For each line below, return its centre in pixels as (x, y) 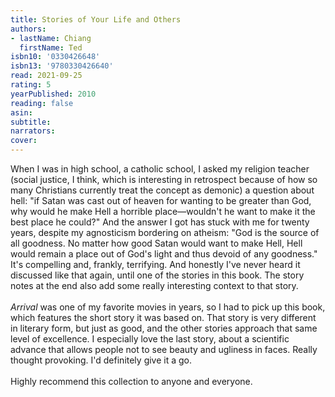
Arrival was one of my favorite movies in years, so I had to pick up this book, (168, 307)
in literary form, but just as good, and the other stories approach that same (164, 328)
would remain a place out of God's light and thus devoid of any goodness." (164, 254)
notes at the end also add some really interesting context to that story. (154, 285)
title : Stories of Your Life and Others (96, 19)
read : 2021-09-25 (46, 76)
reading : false (42, 103)
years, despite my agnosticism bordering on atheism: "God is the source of (165, 232)
